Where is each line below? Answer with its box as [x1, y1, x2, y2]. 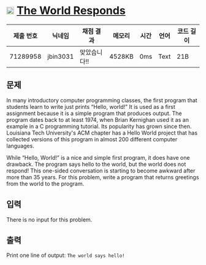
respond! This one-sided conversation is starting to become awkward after [6, 166, 196, 174]
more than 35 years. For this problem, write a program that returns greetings [6, 173, 199, 181]
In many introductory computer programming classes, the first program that [6, 96, 197, 104]
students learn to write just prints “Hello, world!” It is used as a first [6, 103, 176, 110]
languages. [6, 142, 35, 149]
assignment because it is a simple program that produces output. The [6, 110, 182, 117]
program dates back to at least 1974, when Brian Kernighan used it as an [6, 116, 189, 123]
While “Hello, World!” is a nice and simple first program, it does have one [6, 154, 190, 161]
